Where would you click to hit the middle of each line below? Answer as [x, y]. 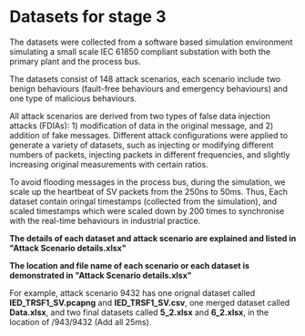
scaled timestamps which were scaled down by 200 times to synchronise [147, 210]
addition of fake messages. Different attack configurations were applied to [149, 135]
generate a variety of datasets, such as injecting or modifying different [142, 145]
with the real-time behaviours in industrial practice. [105, 220]
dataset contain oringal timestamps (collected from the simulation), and [143, 201]
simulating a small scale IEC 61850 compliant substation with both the [140, 51]
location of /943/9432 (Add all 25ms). [81, 321]
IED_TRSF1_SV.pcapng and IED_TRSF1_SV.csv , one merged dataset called [150, 302]
